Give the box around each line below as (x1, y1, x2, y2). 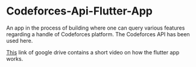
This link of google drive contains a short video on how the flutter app (6, 48, 180, 56)
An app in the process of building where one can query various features (6, 24, 185, 31)
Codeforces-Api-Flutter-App (6, 4, 153, 18)
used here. (6, 37, 33, 44)
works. (6, 55, 24, 62)
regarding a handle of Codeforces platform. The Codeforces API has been (6, 30, 190, 37)
